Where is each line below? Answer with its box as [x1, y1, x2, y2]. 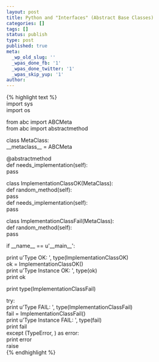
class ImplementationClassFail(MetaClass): [6, 218, 115, 225]
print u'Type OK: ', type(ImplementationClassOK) [6, 254, 129, 261]
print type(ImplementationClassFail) [6, 285, 96, 293]
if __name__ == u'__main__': [6, 242, 75, 250]
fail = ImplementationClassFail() [6, 310, 86, 318]
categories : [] [6, 20, 45, 26]
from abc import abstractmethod [6, 125, 88, 132]
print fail [6, 323, 27, 330]
